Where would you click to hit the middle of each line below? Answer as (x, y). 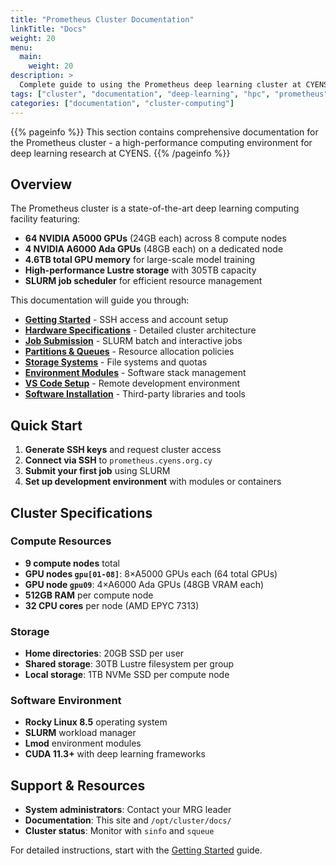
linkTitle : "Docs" (48, 29)
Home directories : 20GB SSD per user (104, 653)
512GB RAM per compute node (89, 595)
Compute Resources (61, 541)
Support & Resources (78, 785)
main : (31, 57)
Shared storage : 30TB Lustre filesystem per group (129, 664)
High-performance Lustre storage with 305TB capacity (140, 270)
